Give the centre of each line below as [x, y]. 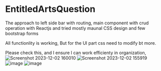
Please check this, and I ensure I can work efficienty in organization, [76, 53]
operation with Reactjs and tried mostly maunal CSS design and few [75, 28]
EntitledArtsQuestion [50, 9]
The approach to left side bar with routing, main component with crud [77, 23]
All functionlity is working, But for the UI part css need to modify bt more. [81, 43]
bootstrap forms [22, 33]
